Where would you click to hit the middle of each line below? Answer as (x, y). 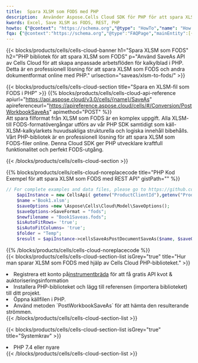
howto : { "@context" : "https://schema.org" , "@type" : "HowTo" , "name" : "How (99, 28)
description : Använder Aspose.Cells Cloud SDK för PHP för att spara (95, 17)
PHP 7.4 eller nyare (37, 347)
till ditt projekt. (24, 293)
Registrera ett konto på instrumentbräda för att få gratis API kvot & (93, 274)
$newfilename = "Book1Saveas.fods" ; (62, 217)
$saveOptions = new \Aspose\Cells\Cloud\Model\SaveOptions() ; (93, 206)
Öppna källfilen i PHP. (40, 299)
